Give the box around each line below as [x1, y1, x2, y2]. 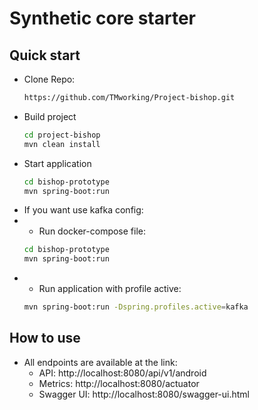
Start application [23, 157, 92, 169]
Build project [23, 110, 77, 122]
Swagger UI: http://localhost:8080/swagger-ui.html [38, 388, 251, 400]
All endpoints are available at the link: [23, 356, 178, 368]
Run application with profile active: [38, 283, 182, 295]
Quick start [9, 47, 81, 64]
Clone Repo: [23, 73, 76, 85]
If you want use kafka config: [23, 204, 144, 216]
